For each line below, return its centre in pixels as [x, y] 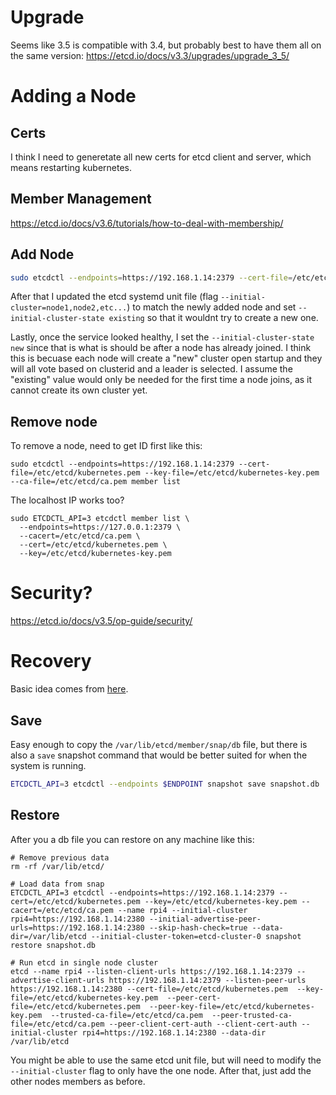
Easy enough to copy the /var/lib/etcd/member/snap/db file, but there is [159, 744]
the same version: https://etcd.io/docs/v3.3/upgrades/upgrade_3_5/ [150, 55]
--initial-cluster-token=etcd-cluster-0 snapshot [196, 936]
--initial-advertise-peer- [205, 919]
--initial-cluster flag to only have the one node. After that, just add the [161, 1070]
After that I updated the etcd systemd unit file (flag [114, 297]
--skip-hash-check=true [198, 927]
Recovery [51, 661]
